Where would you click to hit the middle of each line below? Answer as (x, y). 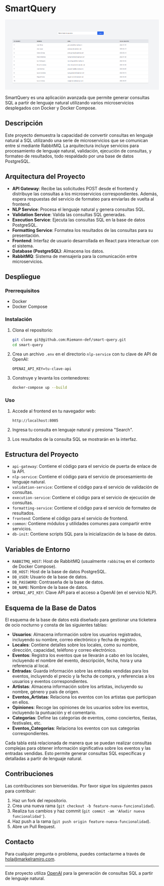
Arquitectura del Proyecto (45, 177)
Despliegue (23, 277)
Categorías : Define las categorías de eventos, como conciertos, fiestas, (84, 718)
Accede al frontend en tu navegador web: (54, 411)
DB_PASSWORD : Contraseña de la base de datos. (58, 582)
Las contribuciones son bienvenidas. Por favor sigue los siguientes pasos (79, 785)
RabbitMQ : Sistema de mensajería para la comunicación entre (75, 256)
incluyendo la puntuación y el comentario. (54, 712)
